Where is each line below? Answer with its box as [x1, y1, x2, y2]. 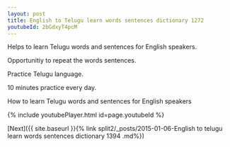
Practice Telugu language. [7, 70, 84, 78]
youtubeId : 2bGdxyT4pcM [7, 23, 78, 30]
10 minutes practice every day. [7, 84, 97, 92]
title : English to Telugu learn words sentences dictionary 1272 [7, 17, 204, 24]
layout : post [7, 10, 46, 18]
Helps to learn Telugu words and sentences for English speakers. [7, 43, 197, 51]
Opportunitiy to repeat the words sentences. [7, 56, 137, 65]
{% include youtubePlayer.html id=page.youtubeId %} [7, 110, 165, 120]
